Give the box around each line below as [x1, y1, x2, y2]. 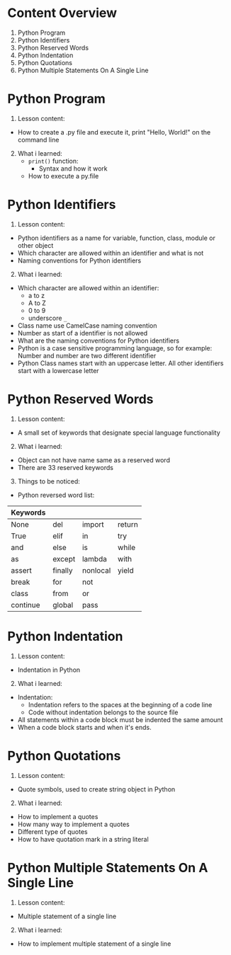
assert [11, 565, 32, 575]
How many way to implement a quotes [17, 820, 130, 828]
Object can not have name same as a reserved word [17, 455, 170, 464]
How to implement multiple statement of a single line [17, 939, 171, 948]
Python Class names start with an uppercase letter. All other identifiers [17, 359, 224, 367]
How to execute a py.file [28, 171, 99, 180]
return [118, 519, 138, 529]
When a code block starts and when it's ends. [17, 723, 152, 731]
